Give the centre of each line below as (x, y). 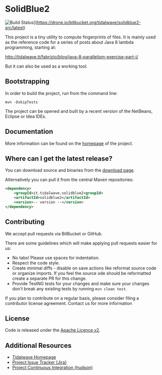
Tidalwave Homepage (34, 357)
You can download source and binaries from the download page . (70, 170)
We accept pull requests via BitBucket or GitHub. (54, 233)
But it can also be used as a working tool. (46, 66)
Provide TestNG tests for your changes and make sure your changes (81, 284)
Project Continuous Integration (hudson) (52, 368)
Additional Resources (38, 346)
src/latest (15, 27)
